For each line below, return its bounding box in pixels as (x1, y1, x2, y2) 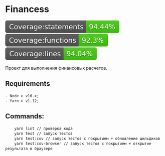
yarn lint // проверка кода (14, 126, 73, 131)
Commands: (5, 112, 45, 121)
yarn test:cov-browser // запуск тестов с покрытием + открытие (14, 141, 151, 146)
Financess (5, 4, 49, 15)
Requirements (5, 79, 50, 88)
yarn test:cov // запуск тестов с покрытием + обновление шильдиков (14, 136, 160, 141)
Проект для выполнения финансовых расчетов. (5, 65, 108, 71)
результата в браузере (5, 146, 53, 151)
